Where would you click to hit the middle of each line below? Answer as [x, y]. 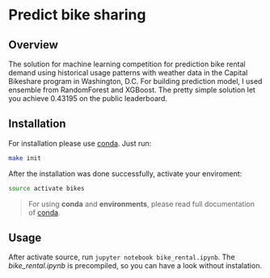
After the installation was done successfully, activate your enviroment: [125, 173]
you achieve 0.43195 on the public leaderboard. [88, 98]
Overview [34, 45]
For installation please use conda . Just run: [80, 143]
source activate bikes [46, 188]
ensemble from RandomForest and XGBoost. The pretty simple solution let [132, 90]
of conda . [44, 213]
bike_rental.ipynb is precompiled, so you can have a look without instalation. [135, 266]
